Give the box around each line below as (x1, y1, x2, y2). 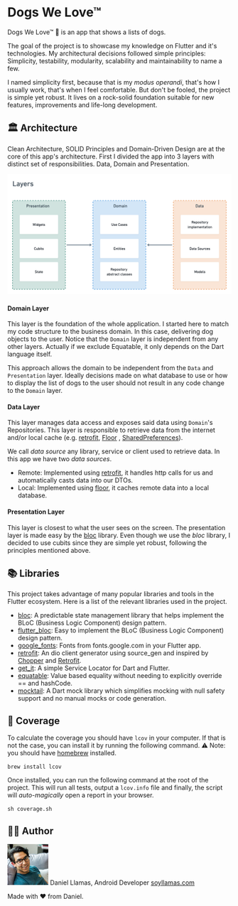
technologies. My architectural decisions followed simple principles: (7, 49, 206, 58)
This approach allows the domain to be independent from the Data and (7, 364, 214, 372)
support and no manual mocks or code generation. (17, 694, 167, 703)
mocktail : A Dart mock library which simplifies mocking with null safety (17, 686, 225, 695)
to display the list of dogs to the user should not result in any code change (7, 379, 225, 387)
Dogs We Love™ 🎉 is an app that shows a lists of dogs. (7, 28, 166, 36)
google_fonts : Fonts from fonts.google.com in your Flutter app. (17, 641, 201, 650)
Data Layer (7, 402, 40, 411)
